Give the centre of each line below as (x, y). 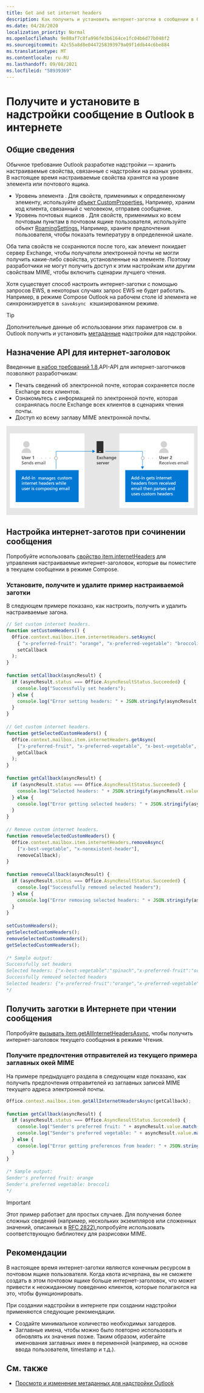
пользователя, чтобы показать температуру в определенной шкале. (104, 234)
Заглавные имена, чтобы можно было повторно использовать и (98, 1330)
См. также (27, 1368)
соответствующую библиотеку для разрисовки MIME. (76, 1234)
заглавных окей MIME (40, 1063)
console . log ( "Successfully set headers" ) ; (72, 688)
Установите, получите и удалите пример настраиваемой (95, 585)
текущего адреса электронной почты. (56, 1089)
